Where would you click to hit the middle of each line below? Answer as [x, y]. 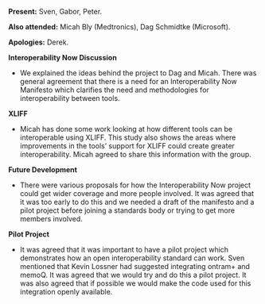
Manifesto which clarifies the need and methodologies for [114, 90]
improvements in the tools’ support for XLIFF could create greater [127, 146]
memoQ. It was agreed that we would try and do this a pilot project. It [133, 275]
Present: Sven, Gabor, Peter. [55, 12]
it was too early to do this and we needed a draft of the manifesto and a [137, 202]
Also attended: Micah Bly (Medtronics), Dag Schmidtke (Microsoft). [119, 27]
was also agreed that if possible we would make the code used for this [135, 283]
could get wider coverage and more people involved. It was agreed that [137, 193]
